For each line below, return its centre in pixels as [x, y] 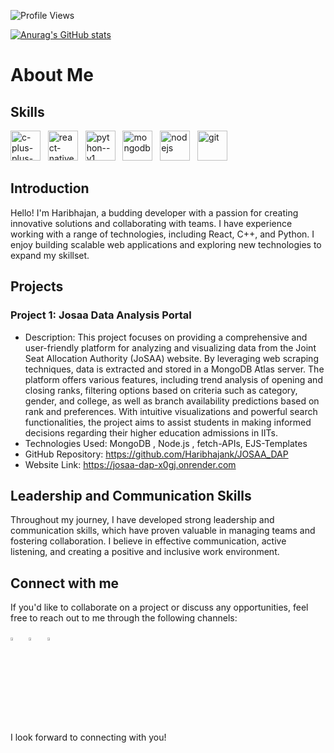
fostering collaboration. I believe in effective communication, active [148, 541]
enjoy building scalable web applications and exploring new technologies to [166, 244]
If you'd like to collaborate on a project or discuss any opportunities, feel [159, 607]
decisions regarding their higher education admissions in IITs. [151, 432]
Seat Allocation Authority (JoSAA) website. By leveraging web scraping [171, 358]
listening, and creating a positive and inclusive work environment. [145, 552]
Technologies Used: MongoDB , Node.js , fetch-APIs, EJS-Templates [166, 443]
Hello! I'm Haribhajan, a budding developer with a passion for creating [154, 212]
